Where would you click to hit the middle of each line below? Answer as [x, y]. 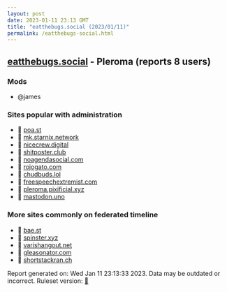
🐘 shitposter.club [42, 152]
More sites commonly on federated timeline [83, 215]
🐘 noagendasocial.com [50, 160]
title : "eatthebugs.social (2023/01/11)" [68, 27]
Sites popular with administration [65, 115]
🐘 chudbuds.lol [39, 175]
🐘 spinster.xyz [38, 238]
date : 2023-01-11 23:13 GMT [48, 20]
